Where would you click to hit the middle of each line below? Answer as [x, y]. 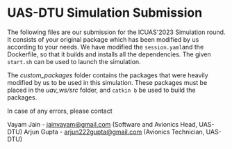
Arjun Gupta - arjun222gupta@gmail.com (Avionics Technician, [114, 132]
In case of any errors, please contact [60, 111]
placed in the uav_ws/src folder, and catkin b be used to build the [101, 90]
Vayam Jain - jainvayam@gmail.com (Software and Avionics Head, [102, 124]
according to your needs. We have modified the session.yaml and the [106, 47]
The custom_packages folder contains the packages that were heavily [108, 75]
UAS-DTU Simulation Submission [105, 13]
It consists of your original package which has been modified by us [103, 39]
